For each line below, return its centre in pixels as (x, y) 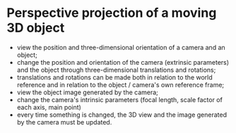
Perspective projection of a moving (112, 13)
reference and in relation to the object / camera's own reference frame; (120, 84)
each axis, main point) (49, 107)
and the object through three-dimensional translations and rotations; (116, 70)
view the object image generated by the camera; (87, 92)
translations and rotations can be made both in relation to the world (114, 77)
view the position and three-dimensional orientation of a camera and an (121, 47)
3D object (36, 28)
